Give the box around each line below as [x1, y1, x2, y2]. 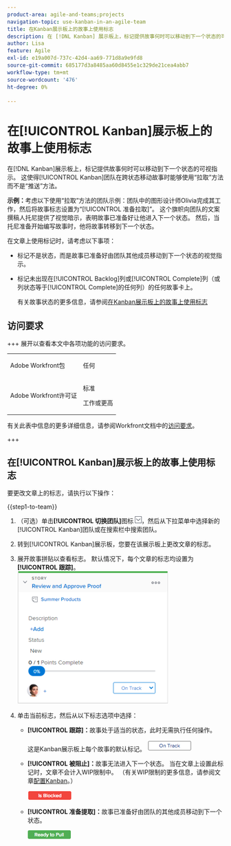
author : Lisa [7, 40, 45, 47]
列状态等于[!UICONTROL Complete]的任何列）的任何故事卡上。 [16, 283, 197, 291]
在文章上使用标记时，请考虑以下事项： [7, 237, 115, 245]
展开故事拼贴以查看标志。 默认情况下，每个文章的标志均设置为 [16, 555, 194, 563]
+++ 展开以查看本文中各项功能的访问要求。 [7, 339, 129, 347]
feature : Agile [7, 47, 51, 54]
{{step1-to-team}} [7, 502, 58, 511]
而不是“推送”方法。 [7, 182, 61, 190]
